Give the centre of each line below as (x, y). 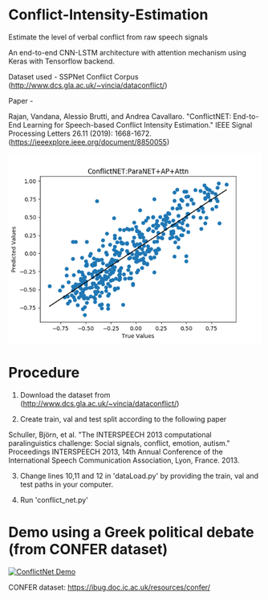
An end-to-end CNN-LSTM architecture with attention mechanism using (128, 52)
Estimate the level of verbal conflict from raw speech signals (108, 37)
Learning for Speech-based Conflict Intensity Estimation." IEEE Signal (138, 124)
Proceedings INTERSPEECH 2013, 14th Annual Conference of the (116, 451)
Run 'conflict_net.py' (54, 500)
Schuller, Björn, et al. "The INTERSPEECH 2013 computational (110, 435)
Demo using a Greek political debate (131, 533)
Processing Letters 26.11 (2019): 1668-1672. (80, 133)
